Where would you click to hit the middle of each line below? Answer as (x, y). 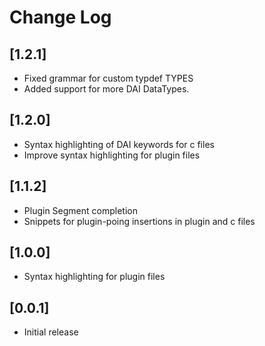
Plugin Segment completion (80, 210)
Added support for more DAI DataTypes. (106, 89)
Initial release (51, 332)
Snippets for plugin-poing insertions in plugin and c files (139, 221)
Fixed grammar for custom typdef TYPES (108, 78)
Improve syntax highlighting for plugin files (112, 155)
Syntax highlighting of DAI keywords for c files (119, 144)
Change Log (60, 17)
